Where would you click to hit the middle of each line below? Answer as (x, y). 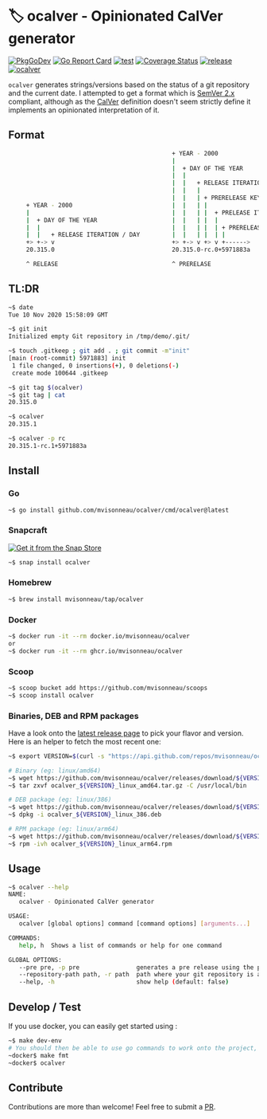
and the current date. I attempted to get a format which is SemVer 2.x (122, 92)
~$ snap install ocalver (49, 562)
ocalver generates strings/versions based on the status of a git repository (129, 84)
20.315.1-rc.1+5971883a (48, 446)
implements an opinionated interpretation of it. (84, 110)
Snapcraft (28, 530)
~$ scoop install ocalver (51, 695)
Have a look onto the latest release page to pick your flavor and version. (126, 733)
